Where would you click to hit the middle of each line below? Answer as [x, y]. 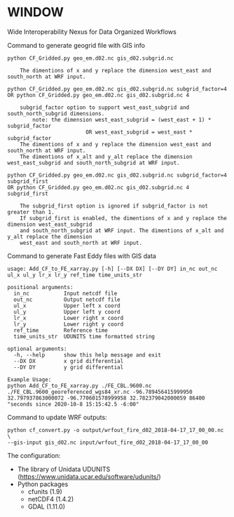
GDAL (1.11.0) [46, 506]
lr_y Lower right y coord [69, 324]
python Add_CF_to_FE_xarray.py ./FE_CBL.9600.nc [80, 385]
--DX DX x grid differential [69, 361]
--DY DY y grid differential [69, 367]
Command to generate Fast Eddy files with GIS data [82, 256]
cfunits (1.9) [45, 491]
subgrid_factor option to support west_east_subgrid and [105, 107]
